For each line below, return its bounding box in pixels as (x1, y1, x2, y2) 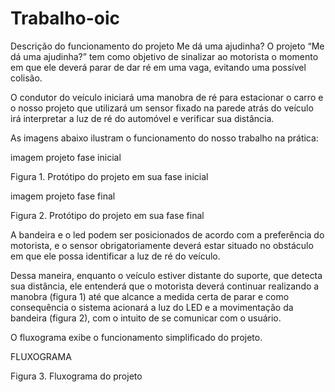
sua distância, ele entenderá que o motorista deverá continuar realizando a (10, 280, 320, 292)
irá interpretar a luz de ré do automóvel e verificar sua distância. (10, 112, 275, 124)
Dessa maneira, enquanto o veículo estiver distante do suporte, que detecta (10, 269, 323, 281)
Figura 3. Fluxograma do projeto (10, 370, 143, 382)
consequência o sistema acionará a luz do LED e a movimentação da (10, 301, 294, 313)
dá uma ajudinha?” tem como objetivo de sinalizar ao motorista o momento (10, 50, 319, 62)
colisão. (10, 72, 43, 84)
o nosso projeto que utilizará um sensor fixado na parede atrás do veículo (10, 102, 314, 114)
